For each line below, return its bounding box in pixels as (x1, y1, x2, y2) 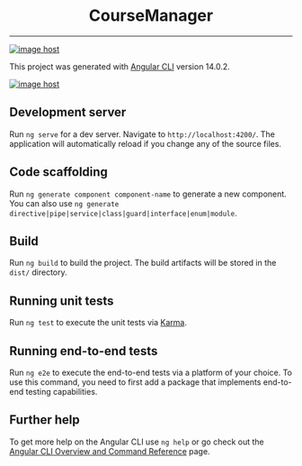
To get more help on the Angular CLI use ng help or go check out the (9, 436, 264, 447)
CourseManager (88, 5, 214, 26)
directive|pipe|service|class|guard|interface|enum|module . (9, 207, 237, 218)
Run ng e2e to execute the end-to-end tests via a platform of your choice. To (9, 367, 293, 378)
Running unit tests (9, 293, 114, 308)
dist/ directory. (9, 267, 67, 278)
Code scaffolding (9, 164, 108, 180)
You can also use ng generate (9, 197, 120, 208)
